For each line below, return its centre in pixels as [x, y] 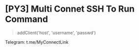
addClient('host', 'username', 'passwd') [56, 33]
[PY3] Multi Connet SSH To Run [70, 9]
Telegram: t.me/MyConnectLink [37, 42]
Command [27, 19]
